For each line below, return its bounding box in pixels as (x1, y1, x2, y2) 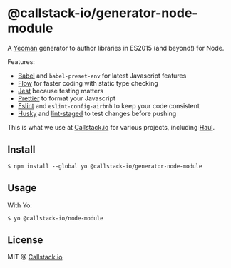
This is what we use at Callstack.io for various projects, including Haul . (7, 123, 215, 131)
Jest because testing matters (17, 86, 104, 95)
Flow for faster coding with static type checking (17, 78, 158, 87)
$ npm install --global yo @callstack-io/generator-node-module (7, 163, 202, 170)
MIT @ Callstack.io (7, 253, 63, 262)
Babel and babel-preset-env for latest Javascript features (17, 71, 187, 80)
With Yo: (7, 201, 32, 210)
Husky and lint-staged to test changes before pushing (17, 109, 177, 118)
